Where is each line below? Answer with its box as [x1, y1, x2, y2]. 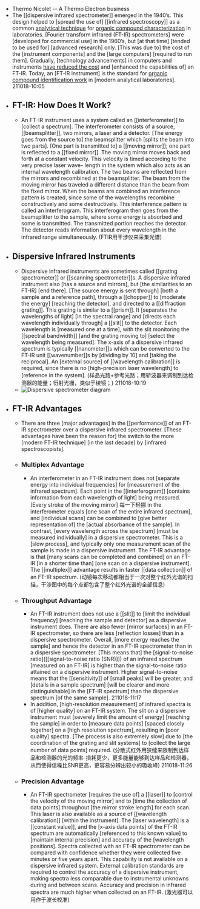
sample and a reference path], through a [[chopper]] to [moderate [21, 293, 186, 300]
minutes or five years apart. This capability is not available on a [30, 856, 188, 863]
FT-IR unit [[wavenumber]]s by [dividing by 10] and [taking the [21, 351, 177, 358]
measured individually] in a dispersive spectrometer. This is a [30, 533, 183, 541]
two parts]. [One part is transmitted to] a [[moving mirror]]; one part [21, 142, 190, 149]
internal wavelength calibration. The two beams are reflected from [21, 168, 187, 175]
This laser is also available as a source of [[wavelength [30, 811, 167, 818]
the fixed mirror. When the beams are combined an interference [21, 187, 181, 194]
